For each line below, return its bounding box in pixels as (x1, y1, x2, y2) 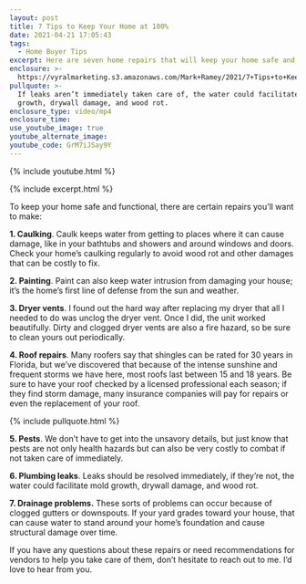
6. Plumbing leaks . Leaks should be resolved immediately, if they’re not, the (9, 470, 295, 481)
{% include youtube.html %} (9, 165, 116, 176)
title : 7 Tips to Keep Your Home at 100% (9, 22, 169, 31)
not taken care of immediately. (9, 453, 124, 464)
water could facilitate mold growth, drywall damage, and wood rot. (9, 480, 259, 491)
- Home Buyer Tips (17, 47, 88, 57)
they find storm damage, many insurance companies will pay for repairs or (9, 388, 289, 399)
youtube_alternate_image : (9, 132, 107, 141)
